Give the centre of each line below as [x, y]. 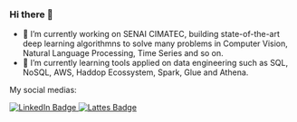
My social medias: [43, 90]
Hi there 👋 [32, 14]
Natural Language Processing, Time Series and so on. [123, 53]
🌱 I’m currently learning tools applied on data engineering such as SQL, [155, 63]
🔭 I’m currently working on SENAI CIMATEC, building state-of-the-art [151, 34]
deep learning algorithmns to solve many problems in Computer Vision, [155, 43]
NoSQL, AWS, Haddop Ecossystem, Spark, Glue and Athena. [135, 72]
